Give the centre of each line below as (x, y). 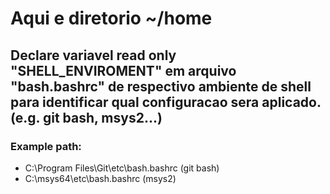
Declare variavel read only (93, 55)
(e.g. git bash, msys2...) (86, 117)
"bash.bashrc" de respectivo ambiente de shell (161, 86)
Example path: (46, 146)
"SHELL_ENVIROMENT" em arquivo (123, 70)
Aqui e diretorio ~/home (111, 18)
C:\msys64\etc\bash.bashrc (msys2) (100, 178)
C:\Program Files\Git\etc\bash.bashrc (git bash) (122, 168)
